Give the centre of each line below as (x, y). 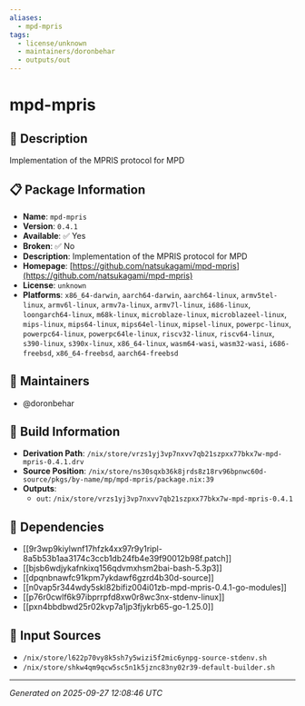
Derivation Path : (54, 453)
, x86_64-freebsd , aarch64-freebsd (115, 353)
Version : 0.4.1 (50, 226)
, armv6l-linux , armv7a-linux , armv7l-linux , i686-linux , (147, 304)
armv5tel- (260, 295)
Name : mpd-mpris (55, 216)
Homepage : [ (48, 265)
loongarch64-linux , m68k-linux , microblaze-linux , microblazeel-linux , (155, 313)
